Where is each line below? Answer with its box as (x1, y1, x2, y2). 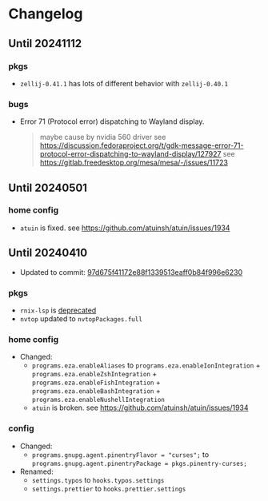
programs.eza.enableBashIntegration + (31, 386, 162, 396)
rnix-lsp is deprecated (19, 305, 97, 315)
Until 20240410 (8, 246, 88, 260)
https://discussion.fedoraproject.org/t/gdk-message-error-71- (39, 141, 244, 150)
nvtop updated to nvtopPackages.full (19, 313, 142, 324)
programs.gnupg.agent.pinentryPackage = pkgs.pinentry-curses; (31, 459, 248, 467)
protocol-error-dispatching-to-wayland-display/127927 (39, 149, 222, 159)
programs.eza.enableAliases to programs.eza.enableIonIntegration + (31, 360, 261, 370)
